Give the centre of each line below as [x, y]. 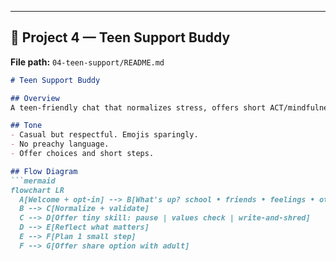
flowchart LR [37, 190]
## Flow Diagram [44, 171]
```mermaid [33, 181]
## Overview [35, 98]
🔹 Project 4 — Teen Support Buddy [120, 37]
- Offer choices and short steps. [82, 154]
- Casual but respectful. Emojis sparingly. [104, 135]
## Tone [26, 126]
